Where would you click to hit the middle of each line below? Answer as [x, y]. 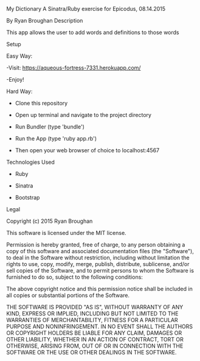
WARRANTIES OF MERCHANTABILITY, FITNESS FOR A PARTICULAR [92, 320]
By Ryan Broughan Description [45, 20]
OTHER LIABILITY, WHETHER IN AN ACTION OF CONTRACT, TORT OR [95, 339]
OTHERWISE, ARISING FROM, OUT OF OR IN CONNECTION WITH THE [95, 346]
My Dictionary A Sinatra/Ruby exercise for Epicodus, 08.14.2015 [86, 9]
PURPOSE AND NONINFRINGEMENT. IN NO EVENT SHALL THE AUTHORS [100, 326]
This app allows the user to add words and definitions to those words [93, 32]
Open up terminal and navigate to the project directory [83, 115]
